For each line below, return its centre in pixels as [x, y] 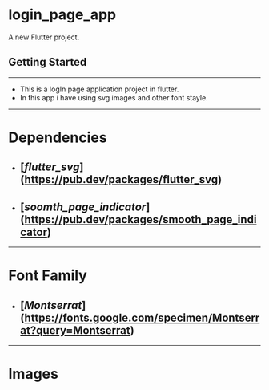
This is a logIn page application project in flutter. [99, 89]
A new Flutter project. [44, 37]
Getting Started [48, 62]
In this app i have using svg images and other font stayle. [114, 97]
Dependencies [58, 137]
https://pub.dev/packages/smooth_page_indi [141, 219]
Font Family [48, 276]
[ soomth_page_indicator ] [85, 207]
